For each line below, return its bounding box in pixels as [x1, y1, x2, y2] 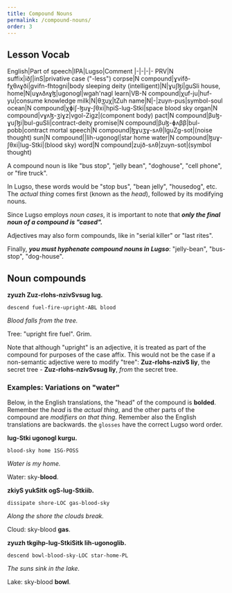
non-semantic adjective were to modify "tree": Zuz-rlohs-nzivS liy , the [7, 358, 211, 366]
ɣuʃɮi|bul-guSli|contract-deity [7, 119, 93, 127]
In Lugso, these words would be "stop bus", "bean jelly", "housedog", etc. [7, 182, 217, 191]
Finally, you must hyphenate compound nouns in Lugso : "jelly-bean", [7, 245, 208, 253]
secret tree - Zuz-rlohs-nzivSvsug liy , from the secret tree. [7, 366, 178, 373]
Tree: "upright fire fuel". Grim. [7, 330, 92, 338]
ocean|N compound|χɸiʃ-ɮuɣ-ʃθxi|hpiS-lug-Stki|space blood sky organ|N [7, 104, 218, 112]
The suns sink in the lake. [7, 565, 80, 573]
